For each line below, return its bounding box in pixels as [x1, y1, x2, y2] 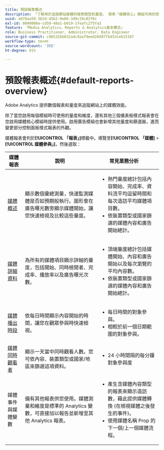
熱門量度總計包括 [107, 176, 147, 183]
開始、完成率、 [112, 183, 147, 190]
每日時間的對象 [107, 308, 143, 315]
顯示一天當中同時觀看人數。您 [25, 348, 94, 355]
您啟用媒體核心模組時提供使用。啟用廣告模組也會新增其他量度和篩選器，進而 [5, 119, 159, 124]
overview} [5, 85, 48, 97]
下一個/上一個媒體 [107, 425, 149, 431]
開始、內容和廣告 [112, 253, 152, 260]
